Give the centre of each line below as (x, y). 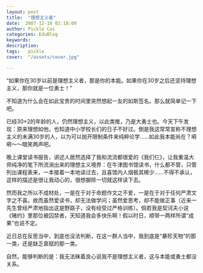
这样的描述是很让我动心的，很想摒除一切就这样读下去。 (75, 180)
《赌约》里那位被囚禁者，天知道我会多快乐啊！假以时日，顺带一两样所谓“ (98, 215)
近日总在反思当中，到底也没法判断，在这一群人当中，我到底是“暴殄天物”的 (99, 236)
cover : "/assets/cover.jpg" (43, 57)
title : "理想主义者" (31, 18)
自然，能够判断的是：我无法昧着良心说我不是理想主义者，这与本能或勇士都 (99, 256)
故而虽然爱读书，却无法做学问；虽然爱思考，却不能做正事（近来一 (114, 200)
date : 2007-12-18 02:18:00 (42, 23)
